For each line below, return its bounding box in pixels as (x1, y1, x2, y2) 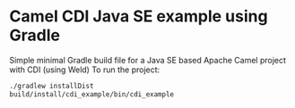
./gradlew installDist (9, 81, 94, 90)
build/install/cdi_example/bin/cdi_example (9, 89, 175, 99)
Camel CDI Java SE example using (9, 6, 268, 27)
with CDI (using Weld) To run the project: (9, 64, 161, 75)
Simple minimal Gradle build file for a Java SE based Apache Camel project (9, 54, 287, 65)
